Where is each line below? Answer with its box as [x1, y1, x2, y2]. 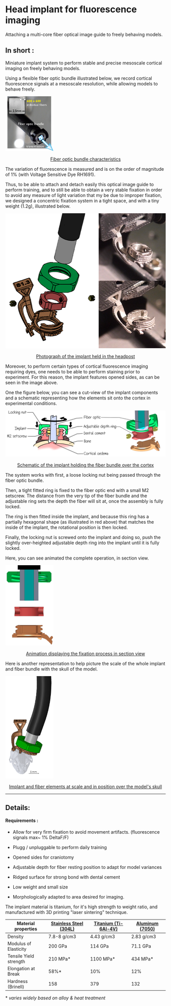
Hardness [7, 978, 28, 984]
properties [14, 926, 37, 932]
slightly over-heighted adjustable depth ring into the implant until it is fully [5, 540, 159, 546]
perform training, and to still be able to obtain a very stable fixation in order [5, 187, 163, 193]
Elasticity [7, 946, 27, 952]
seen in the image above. [5, 379, 59, 386]
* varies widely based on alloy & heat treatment [5, 995, 106, 1001]
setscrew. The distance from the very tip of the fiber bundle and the [5, 493, 148, 499]
